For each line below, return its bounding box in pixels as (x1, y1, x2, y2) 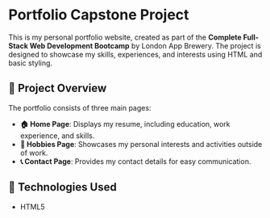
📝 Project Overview (8, 82, 107, 95)
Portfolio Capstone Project (8, 6, 189, 24)
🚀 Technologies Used (8, 180, 117, 195)
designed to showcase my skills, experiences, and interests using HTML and (8, 49, 263, 59)
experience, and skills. (19, 131, 95, 140)
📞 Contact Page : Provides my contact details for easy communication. (19, 156, 251, 166)
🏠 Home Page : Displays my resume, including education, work (19, 119, 231, 128)
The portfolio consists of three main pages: (8, 103, 152, 112)
